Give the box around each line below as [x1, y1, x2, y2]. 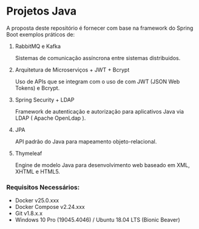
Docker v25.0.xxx [15, 197, 59, 204]
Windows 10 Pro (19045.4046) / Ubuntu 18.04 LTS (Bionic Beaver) [15, 216, 180, 224]
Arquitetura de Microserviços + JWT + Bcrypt [15, 66, 130, 73]
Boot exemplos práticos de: [6, 30, 75, 38]
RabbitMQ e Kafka [15, 43, 61, 50]
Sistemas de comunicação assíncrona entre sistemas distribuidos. [15, 54, 181, 61]
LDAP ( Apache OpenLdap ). [15, 114, 86, 121]
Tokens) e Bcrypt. [15, 84, 60, 92]
